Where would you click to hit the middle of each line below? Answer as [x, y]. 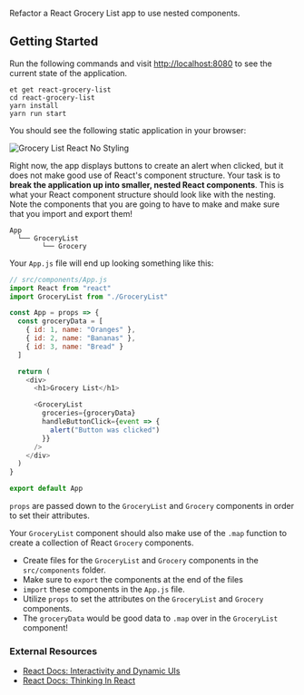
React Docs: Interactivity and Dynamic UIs [101, 671]
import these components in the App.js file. [103, 590]
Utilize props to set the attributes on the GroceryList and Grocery [143, 599]
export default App [46, 489]
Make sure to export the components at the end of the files [132, 580]
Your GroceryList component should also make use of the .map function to [148, 533]
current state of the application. [69, 73]
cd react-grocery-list [52, 98]
